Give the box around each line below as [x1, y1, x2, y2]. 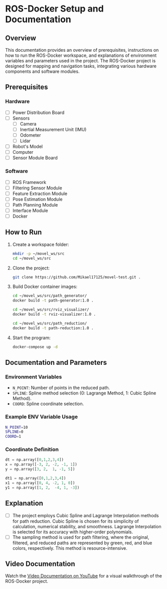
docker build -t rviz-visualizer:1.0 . [12, 312, 96, 317]
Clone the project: [12, 265, 50, 271]
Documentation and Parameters [5, 358, 107, 367]
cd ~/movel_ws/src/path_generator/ [12, 293, 87, 299]
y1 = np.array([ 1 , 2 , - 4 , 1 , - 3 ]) [5, 485, 80, 490]
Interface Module [12, 207, 49, 214]
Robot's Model [12, 144, 43, 150]
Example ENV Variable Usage [5, 413, 78, 420]
